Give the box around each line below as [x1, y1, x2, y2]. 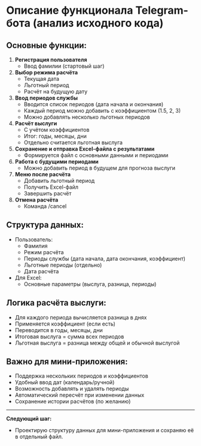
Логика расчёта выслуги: [6, 298, 106, 308]
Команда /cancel [23, 203, 67, 210]
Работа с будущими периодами [14, 158, 99, 165]
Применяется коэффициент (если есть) [14, 320, 115, 327]
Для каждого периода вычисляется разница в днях [14, 314, 147, 321]
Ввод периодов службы [14, 94, 78, 101]
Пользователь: [14, 236, 53, 243]
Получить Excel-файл [23, 183, 79, 191]
